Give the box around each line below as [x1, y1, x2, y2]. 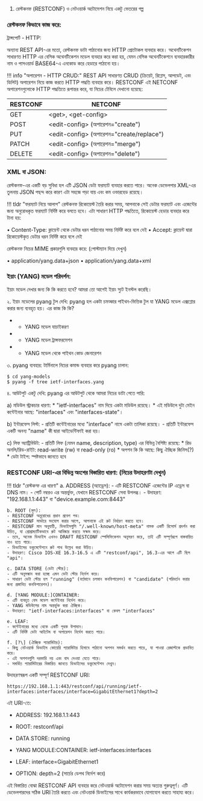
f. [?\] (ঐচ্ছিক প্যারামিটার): [7, 640, 63, 646]
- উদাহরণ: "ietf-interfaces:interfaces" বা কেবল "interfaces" [7, 608, 155, 614]
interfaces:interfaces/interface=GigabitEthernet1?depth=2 [7, 689, 158, 695]
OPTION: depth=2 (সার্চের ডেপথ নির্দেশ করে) [15, 770, 106, 777]
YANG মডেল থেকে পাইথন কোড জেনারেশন [24, 349, 102, 357]
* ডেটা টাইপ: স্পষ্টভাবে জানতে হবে [7, 453, 66, 460]
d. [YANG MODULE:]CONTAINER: [7, 592, 80, 598]
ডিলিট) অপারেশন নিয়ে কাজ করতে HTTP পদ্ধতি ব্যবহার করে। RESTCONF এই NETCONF [7, 78, 178, 86]
